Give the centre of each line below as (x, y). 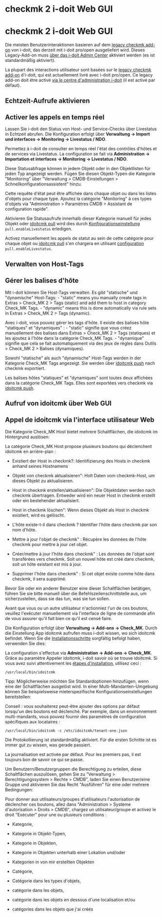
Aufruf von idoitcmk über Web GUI (58, 403)
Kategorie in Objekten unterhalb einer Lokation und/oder (69, 852)
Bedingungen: (19, 790)
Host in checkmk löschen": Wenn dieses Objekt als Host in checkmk (81, 510)
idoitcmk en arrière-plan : (30, 451)
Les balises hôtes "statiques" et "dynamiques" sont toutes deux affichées (79, 378)
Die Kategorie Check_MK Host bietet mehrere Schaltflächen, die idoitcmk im (81, 431)
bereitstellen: (18, 697)
